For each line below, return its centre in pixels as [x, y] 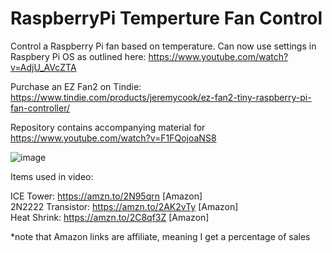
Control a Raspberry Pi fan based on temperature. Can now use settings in [163, 46]
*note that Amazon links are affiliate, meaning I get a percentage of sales [160, 236]
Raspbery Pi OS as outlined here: [78, 56]
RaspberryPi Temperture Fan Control [166, 18]
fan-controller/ [40, 108]
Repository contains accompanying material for [108, 127]
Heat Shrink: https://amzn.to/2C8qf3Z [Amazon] [110, 217]
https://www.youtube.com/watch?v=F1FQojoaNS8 [113, 138]
